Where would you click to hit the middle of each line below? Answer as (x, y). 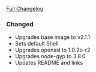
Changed (20, 24)
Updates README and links (49, 63)
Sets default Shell (37, 44)
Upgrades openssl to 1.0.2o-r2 (52, 50)
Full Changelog (25, 9)
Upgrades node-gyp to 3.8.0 (50, 56)
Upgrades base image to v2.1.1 (52, 37)
